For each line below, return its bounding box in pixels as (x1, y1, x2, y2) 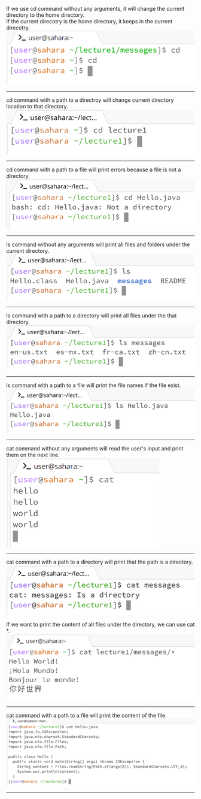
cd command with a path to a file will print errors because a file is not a (6, 166, 181, 173)
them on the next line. (6, 451, 60, 458)
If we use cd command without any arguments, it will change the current (6, 5, 185, 12)
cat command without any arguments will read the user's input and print (6, 444, 184, 452)
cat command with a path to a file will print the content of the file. (6, 712, 167, 719)
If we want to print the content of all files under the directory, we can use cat (6, 621, 195, 628)
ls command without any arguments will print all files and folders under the (6, 241, 190, 248)
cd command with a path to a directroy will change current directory (6, 96, 174, 104)
